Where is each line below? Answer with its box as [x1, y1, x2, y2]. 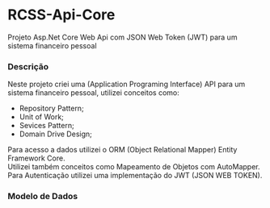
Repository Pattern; [19, 103, 84, 114]
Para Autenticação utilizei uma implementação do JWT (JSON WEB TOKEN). [7, 171, 263, 181]
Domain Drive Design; [19, 129, 92, 139]
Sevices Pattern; [19, 121, 74, 131]
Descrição [7, 60, 49, 72]
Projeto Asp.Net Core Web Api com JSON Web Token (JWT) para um [7, 32, 238, 42]
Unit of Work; [19, 112, 64, 122]
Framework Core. [7, 153, 65, 163]
